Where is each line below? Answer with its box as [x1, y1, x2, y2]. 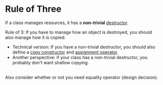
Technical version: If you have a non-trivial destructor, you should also [12, 44, 156, 50]
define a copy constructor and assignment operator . [12, 49, 119, 55]
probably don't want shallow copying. [12, 59, 89, 65]
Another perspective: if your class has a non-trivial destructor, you [12, 54, 148, 60]
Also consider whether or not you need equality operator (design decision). [5, 74, 158, 80]
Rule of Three [5, 3, 62, 15]
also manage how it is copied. [5, 34, 66, 40]
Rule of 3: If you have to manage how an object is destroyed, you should [5, 29, 152, 35]
